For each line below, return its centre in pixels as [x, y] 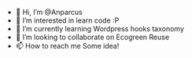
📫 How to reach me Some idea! [67, 46]
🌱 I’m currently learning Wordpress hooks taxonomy [100, 29]
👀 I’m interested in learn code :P [67, 20]
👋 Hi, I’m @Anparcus [49, 12]
